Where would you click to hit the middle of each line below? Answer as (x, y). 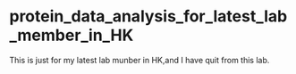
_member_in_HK (72, 35)
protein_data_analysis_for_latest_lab (148, 16)
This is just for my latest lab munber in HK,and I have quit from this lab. (140, 60)
